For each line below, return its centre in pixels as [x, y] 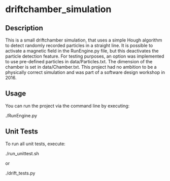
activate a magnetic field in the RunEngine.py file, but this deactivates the [82, 51]
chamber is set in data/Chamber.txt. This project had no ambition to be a [81, 67]
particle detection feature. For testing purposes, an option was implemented [85, 56]
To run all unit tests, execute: [36, 144]
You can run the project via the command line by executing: [67, 106]
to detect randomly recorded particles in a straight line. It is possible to [79, 46]
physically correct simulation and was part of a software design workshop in [85, 72]
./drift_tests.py [20, 173]
